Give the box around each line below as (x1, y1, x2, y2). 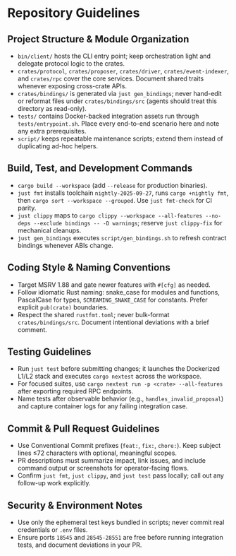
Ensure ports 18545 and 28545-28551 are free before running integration (17, 533, 224, 542)
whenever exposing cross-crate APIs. (17, 82, 127, 90)
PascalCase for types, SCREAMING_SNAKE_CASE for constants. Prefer (17, 295, 208, 304)
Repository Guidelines (7, 5, 140, 21)
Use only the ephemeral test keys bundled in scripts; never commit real (17, 518, 225, 527)
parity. (17, 203, 37, 212)
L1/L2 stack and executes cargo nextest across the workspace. (17, 372, 202, 381)
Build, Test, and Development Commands (7, 162, 193, 175)
